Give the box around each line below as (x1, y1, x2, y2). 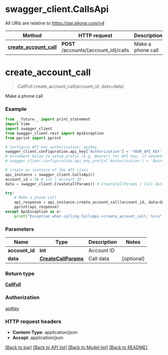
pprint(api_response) (14, 204, 59, 210)
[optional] (121, 255, 145, 262)
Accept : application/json (12, 334, 63, 340)
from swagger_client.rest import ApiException (5, 131, 104, 136)
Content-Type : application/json (12, 329, 77, 335)
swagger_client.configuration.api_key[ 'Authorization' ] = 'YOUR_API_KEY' (5, 149, 162, 154)
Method (22, 32, 42, 39)
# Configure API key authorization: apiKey (5, 144, 97, 150)
